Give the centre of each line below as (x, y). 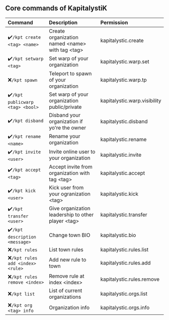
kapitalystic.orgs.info (125, 307)
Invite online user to (72, 152)
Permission (114, 22)
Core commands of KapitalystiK (56, 8)
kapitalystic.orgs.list (124, 293)
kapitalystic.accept (123, 173)
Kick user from (66, 187)
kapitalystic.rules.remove (130, 279)
